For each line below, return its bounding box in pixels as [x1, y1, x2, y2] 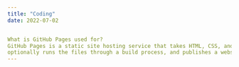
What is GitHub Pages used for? [7, 36, 103, 43]
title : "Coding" [7, 10, 55, 18]
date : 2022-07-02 [7, 17, 59, 24]
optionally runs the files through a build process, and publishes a [7, 49, 218, 56]
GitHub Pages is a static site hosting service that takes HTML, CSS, [7, 42, 221, 49]
